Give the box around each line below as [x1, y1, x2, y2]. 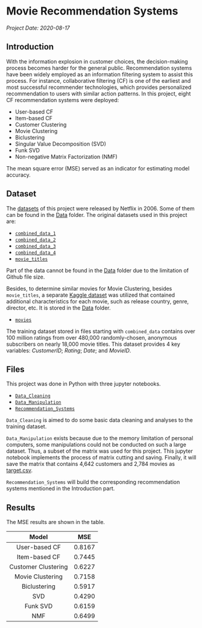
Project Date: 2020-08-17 [6, 24, 71, 31]
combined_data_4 [14, 250, 56, 256]
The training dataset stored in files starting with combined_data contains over [6, 328, 196, 335]
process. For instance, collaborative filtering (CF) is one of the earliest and [6, 77, 191, 84]
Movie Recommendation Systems [6, 4, 178, 18]
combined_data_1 [14, 230, 56, 236]
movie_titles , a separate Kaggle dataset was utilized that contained [6, 291, 175, 299]
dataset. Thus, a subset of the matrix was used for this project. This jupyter [6, 447, 193, 455]
